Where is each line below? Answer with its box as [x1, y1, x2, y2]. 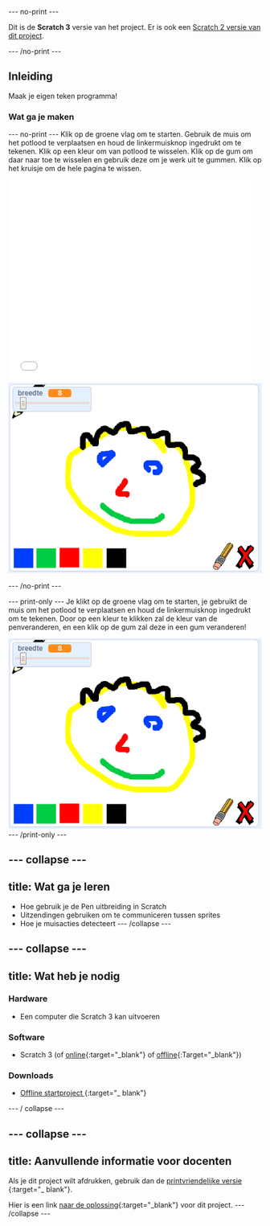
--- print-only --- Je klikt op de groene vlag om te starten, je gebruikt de [8, 597, 247, 606]
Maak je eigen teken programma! [8, 91, 118, 100]
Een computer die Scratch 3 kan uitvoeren [19, 1011, 161, 1021]
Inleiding [8, 70, 54, 84]
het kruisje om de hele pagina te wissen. [8, 164, 142, 174]
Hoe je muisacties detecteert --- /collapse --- [19, 918, 171, 928]
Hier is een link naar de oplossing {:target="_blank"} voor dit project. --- [8, 1199, 245, 1209]
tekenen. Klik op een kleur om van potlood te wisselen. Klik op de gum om [8, 146, 253, 156]
